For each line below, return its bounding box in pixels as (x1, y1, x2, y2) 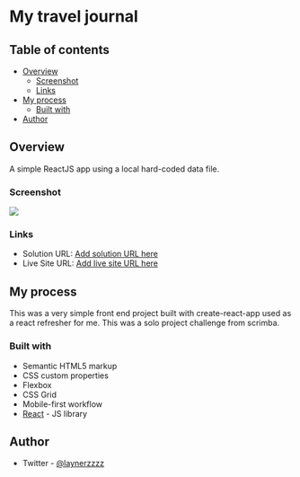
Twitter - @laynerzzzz (22, 458, 105, 469)
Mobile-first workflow (22, 398, 103, 410)
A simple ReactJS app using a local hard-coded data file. (9, 163, 220, 174)
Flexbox (22, 379, 52, 390)
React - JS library (22, 408, 88, 419)
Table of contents (9, 42, 110, 57)
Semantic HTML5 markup (22, 360, 118, 371)
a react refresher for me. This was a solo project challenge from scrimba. (9, 317, 280, 329)
